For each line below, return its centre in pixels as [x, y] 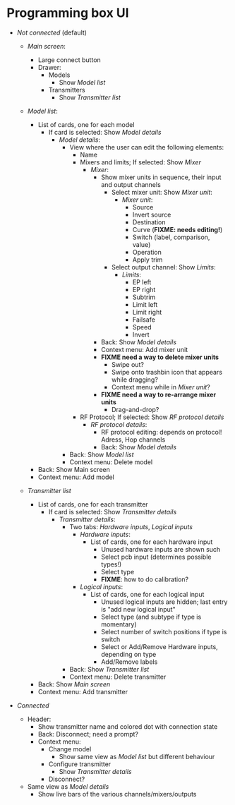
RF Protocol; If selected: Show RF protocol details [152, 417]
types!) [112, 564]
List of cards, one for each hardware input [152, 542]
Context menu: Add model [76, 477]
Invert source [152, 214]
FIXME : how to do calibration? [145, 579]
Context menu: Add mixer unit [145, 349]
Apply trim [147, 260]
